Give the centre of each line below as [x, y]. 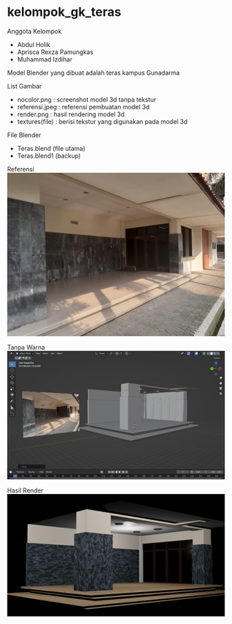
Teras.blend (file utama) [51, 148]
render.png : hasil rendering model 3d [71, 114]
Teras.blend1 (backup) [49, 156]
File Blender [24, 135]
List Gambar [25, 86]
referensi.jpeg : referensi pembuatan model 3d [83, 107]
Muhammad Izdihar [45, 59]
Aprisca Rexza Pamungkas [55, 52]
